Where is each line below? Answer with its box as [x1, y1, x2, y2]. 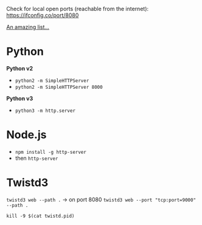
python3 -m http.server [15, 108, 76, 114]
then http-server [15, 154, 58, 162]
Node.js [6, 128, 47, 142]
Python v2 [6, 64, 33, 72]
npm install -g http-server [15, 149, 86, 155]
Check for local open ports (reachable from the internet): [6, 5, 149, 12]
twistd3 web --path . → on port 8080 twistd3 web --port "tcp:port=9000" [6, 196, 197, 203]
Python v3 [6, 94, 33, 102]
